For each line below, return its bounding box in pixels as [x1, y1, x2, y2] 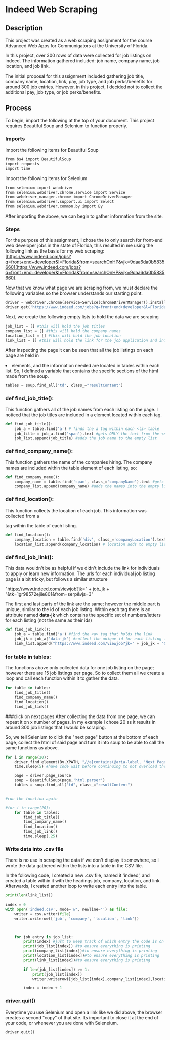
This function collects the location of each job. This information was [5, 507, 147, 513]
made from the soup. [5, 373, 49, 379]
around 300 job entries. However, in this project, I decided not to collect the [5, 84, 163, 90]
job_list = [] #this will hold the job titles [5, 324, 105, 329]
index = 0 [5, 902, 26, 907]
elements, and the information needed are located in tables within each [12, 362, 160, 368]
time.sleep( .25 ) [23, 834, 58, 839]
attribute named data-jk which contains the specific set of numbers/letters [5, 612, 161, 618]
